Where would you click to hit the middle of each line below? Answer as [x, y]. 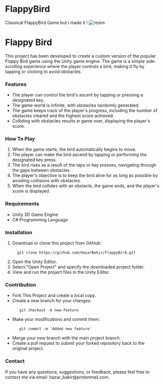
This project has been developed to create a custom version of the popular [81, 56]
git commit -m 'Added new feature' [56, 329]
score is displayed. [31, 191]
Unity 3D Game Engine [35, 215]
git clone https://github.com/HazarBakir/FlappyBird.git [76, 253]
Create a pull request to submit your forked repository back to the [78, 343]
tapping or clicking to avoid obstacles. [44, 72]
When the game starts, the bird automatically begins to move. [74, 149]
